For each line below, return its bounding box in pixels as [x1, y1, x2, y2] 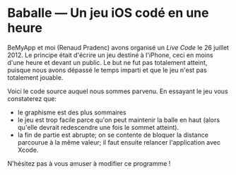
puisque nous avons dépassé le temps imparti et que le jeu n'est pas [7, 66, 207, 74]
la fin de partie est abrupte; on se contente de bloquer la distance [17, 131, 208, 139]
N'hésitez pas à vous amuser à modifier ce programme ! [7, 159, 171, 167]
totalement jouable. [7, 73, 64, 82]
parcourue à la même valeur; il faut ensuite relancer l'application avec [17, 138, 221, 146]
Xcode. [17, 145, 39, 154]
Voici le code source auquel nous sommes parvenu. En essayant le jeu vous [7, 87, 228, 95]
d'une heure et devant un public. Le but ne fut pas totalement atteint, [7, 58, 208, 66]
